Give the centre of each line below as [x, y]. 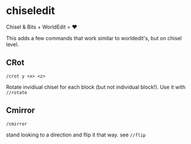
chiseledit [31, 11]
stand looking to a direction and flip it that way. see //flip [76, 135]
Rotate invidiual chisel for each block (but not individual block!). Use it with [96, 87]
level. [13, 44]
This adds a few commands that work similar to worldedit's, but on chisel [94, 38]
